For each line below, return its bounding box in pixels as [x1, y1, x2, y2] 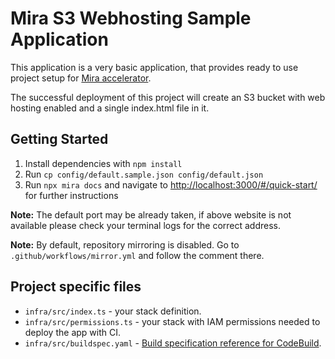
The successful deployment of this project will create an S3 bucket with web [10, 91, 326, 103]
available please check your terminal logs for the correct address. [10, 219, 282, 231]
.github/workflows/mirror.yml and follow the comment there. [10, 249, 265, 261]
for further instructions [24, 189, 119, 201]
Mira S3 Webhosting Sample [10, 7, 252, 30]
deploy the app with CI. [24, 326, 121, 338]
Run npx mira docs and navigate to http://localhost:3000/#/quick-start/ [24, 178, 318, 191]
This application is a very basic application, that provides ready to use [10, 61, 299, 73]
